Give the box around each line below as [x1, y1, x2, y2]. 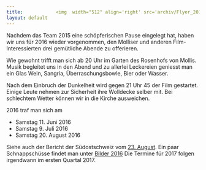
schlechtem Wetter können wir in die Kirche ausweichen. [6, 95, 150, 102]
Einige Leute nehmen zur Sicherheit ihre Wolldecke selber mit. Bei [6, 88, 173, 95]
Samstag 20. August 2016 [15, 131, 81, 139]
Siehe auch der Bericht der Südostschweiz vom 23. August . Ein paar [6, 143, 179, 150]
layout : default [6, 15, 48, 21]
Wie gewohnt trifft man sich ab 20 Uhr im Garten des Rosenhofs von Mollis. [6, 56, 197, 64]
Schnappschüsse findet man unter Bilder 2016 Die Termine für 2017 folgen [6, 150, 195, 157]
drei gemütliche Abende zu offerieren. [42, 44, 139, 52]
